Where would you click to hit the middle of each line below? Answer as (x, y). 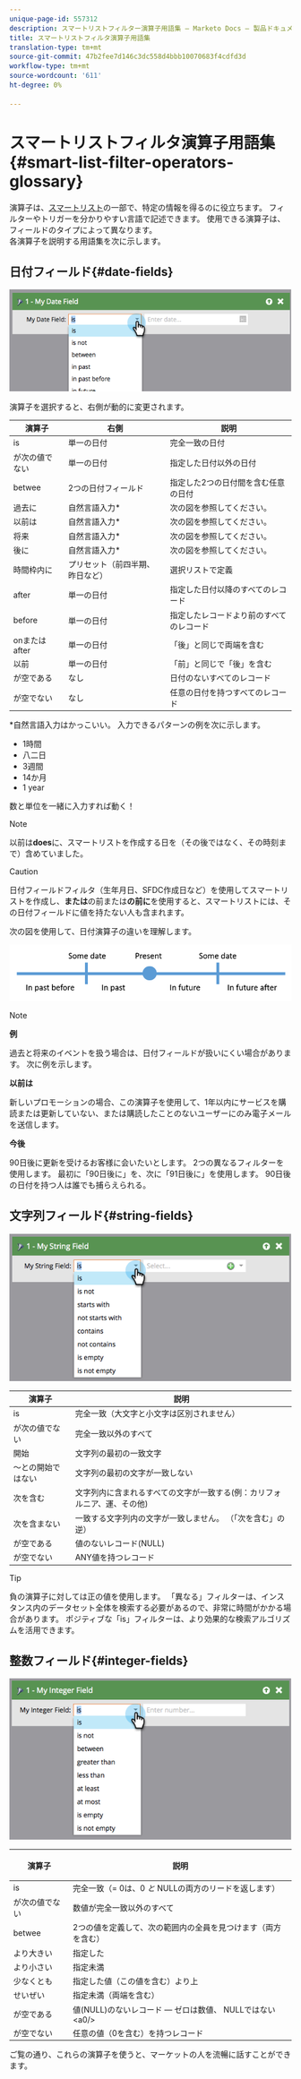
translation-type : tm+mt (56, 47)
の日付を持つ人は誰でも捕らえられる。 (80, 1185)
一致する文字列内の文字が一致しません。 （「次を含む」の (180, 1517)
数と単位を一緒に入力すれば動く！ (72, 806)
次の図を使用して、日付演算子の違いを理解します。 (103, 932)
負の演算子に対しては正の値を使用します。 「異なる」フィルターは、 (135, 1596)
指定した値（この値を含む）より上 (136, 1981)
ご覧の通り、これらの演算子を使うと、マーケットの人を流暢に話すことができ (150, 2055)
